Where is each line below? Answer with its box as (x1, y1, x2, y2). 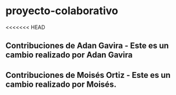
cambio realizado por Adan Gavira (5, 50, 133, 60)
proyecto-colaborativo (5, 4, 118, 18)
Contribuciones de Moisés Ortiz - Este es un (5, 70, 171, 80)
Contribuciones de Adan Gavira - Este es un (5, 41, 169, 51)
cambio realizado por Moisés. (5, 79, 117, 89)
